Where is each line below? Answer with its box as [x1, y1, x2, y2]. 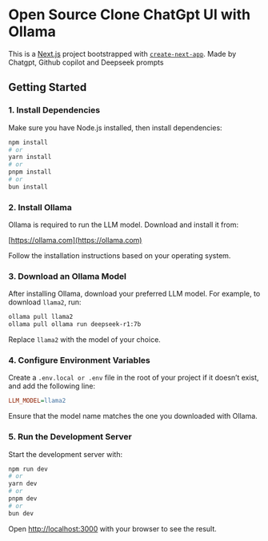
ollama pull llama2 [8, 313, 74, 321]
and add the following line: [8, 381, 96, 391]
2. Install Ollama [8, 201, 72, 213]
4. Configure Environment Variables [8, 355, 150, 366]
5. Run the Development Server [8, 432, 132, 443]
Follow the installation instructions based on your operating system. [8, 251, 231, 261]
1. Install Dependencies [8, 105, 101, 116]
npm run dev [8, 465, 48, 473]
